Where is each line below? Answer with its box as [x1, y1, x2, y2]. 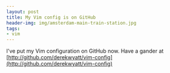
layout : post [6, 8, 39, 15]
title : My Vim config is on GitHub [6, 14, 96, 20]
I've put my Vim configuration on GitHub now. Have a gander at [6, 47, 164, 54]
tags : [6, 25, 20, 32]
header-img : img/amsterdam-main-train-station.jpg [6, 20, 137, 26]
